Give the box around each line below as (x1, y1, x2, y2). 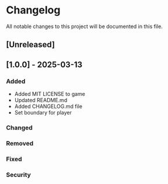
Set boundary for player (14, 109, 72, 116)
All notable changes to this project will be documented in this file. (6, 23, 163, 30)
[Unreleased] (6, 40, 55, 50)
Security (6, 171, 31, 179)
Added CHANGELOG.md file (14, 103, 83, 110)
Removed (6, 139, 34, 147)
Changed (6, 123, 33, 131)
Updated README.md (14, 97, 68, 104)
